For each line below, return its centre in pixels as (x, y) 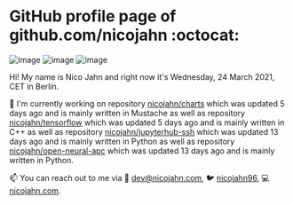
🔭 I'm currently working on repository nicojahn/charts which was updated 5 (147, 103)
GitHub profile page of (93, 16)
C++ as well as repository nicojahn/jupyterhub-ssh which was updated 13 (144, 131)
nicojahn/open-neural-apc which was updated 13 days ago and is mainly (142, 150)
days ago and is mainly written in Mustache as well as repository (127, 113)
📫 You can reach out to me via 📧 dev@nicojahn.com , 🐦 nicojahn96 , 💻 (139, 177)
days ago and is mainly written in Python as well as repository (122, 141)
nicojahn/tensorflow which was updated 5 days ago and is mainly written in (147, 122)
